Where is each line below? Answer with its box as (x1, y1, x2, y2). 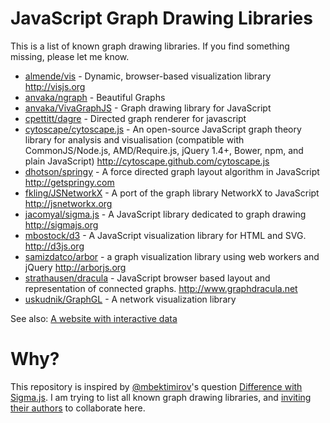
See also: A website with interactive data (10, 312, 178, 324)
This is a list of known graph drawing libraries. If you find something (10, 40, 290, 52)
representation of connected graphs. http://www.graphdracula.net (24, 282, 298, 294)
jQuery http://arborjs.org (24, 261, 127, 273)
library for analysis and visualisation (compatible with (24, 133, 245, 146)
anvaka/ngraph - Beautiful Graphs (24, 91, 166, 103)
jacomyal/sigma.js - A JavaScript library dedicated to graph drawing (24, 208, 307, 220)
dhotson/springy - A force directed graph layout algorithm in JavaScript (24, 165, 320, 177)
